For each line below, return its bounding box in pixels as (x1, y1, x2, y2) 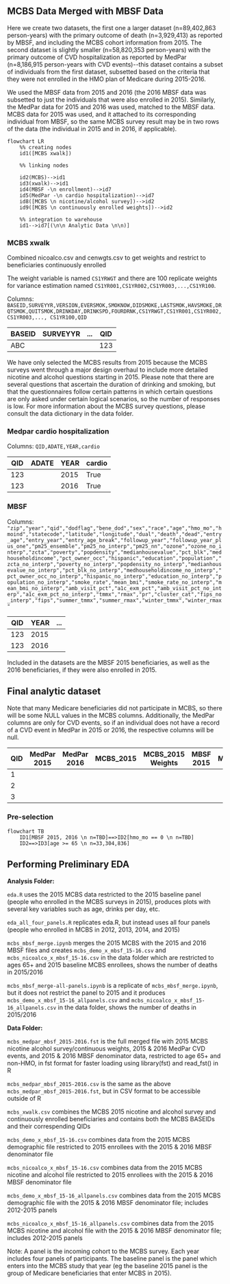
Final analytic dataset (7, 686, 101, 697)
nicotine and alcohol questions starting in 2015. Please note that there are (7, 373, 214, 381)
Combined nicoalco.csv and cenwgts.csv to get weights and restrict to (7, 254, 207, 262)
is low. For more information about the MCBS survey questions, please (7, 402, 205, 411)
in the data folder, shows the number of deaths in (57, 1003, 196, 1011)
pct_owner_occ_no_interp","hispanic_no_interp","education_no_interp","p (7, 573, 222, 580)
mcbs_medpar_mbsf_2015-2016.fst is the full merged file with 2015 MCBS (7, 1037, 209, 1045)
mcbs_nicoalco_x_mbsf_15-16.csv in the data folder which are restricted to (7, 953, 214, 961)
